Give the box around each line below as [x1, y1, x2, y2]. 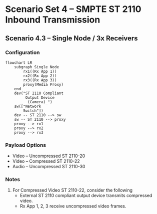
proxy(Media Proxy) [23, 82, 64, 87]
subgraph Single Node [14, 64, 59, 69]
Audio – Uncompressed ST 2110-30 [12, 164, 85, 170]
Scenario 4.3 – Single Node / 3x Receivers [5, 34, 138, 42]
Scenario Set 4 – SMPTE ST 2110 [5, 3, 141, 15]
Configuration [5, 49, 40, 56]
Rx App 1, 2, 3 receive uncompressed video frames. [19, 203, 126, 209]
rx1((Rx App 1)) [23, 69, 57, 74]
